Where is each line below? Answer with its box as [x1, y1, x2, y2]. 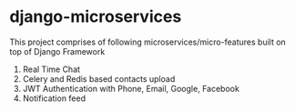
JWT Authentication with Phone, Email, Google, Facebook [22, 83, 239, 94]
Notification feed [22, 93, 86, 104]
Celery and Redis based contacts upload [22, 73, 176, 84]
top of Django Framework [9, 45, 106, 56]
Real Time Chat [22, 64, 80, 75]
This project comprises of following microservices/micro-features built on [9, 36, 287, 47]
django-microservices [9, 6, 182, 27]
